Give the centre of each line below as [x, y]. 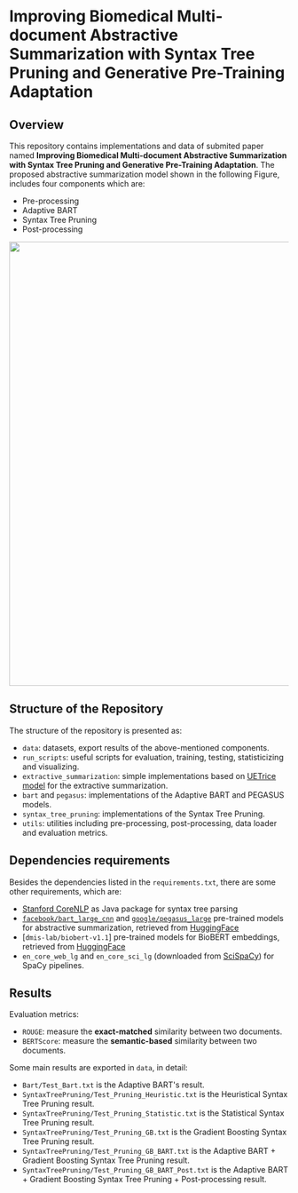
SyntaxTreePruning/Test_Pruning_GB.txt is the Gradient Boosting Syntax [154, 1132]
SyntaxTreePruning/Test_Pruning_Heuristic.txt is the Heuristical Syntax [155, 1094]
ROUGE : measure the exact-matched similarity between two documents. [152, 1031]
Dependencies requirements [90, 860]
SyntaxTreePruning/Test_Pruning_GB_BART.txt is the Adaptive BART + [149, 1151]
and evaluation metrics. [65, 832]
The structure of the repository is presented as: [96, 730]
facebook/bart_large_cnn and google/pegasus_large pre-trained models [153, 918]
